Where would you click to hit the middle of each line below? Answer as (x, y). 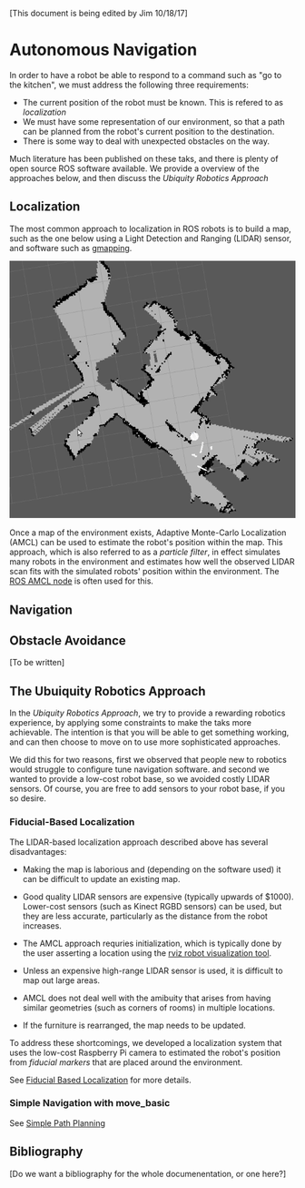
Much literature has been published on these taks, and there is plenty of (144, 158)
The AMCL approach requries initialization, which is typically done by (152, 943)
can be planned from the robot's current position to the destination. (148, 131)
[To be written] (37, 663)
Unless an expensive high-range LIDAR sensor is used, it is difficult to (152, 970)
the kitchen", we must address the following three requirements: (129, 85)
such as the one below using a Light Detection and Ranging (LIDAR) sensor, (151, 238)
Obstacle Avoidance (68, 640)
